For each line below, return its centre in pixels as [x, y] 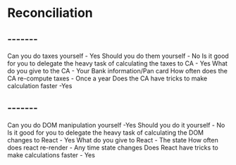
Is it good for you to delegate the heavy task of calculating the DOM [106, 133]
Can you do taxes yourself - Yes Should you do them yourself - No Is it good [118, 56]
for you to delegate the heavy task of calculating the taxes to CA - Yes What [117, 63]
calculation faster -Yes [40, 86]
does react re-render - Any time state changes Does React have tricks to [113, 147]
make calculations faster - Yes [51, 155]
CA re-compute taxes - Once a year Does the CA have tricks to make [107, 78]
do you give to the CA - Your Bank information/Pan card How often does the [117, 71]
